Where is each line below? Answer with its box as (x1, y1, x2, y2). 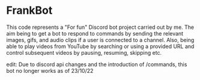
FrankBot (6, 4, 53, 17)
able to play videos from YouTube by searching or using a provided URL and (6, 43, 195, 50)
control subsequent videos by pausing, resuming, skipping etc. (6, 49, 162, 56)
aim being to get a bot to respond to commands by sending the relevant (6, 29, 184, 37)
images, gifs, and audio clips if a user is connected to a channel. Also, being (6, 36, 195, 43)
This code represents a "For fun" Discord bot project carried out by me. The (6, 23, 194, 31)
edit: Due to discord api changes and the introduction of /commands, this (6, 61, 187, 68)
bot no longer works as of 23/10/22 (6, 67, 94, 74)
